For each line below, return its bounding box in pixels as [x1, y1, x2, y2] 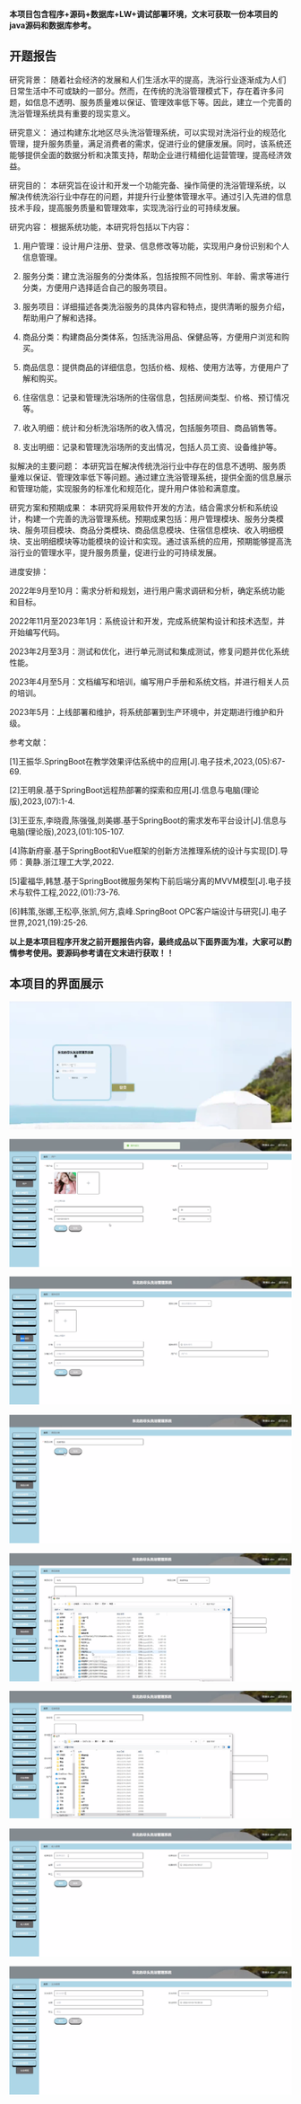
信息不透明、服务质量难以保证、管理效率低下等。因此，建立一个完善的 [32, 96, 292, 107]
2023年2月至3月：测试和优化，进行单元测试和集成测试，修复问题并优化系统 [9, 646, 289, 657]
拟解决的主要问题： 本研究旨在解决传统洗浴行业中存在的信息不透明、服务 [9, 460, 279, 471]
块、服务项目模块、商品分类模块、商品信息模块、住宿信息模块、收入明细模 [9, 525, 284, 535]
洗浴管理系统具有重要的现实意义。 [9, 108, 135, 119]
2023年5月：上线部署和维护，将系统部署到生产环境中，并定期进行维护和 [9, 706, 277, 717]
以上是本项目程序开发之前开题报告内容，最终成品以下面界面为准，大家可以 [9, 936, 284, 947]
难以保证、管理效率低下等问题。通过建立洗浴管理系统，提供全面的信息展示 [16, 472, 292, 482]
